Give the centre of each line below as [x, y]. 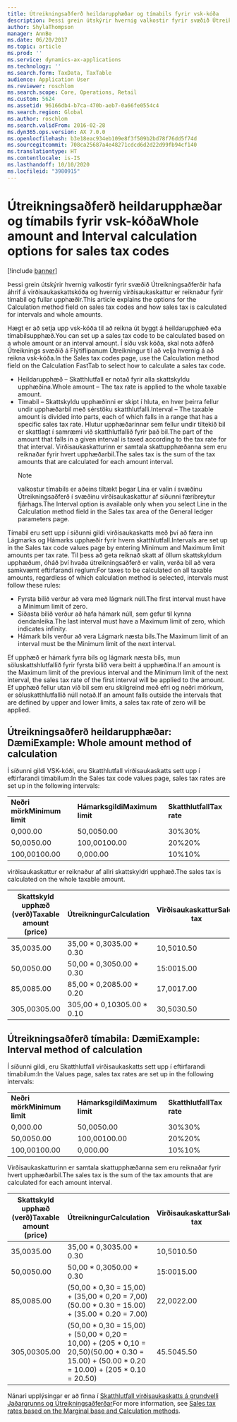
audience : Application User [49, 79]
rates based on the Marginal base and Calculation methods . [94, 1411]
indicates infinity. [42, 628]
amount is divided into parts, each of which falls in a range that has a [118, 416]
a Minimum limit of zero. [53, 606]
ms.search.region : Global [45, 112]
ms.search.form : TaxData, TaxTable [60, 73]
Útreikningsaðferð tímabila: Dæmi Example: [104, 1039]
